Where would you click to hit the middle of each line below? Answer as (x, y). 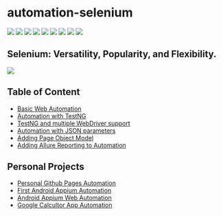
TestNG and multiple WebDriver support (73, 123)
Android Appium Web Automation (64, 198)
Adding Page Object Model (55, 138)
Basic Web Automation (49, 109)
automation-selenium (70, 13)
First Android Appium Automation (64, 191)
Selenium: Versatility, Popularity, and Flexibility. (112, 54)
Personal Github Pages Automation (67, 183)
